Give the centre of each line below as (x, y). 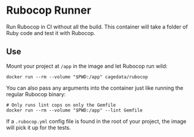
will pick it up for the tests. (39, 128)
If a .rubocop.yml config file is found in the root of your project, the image (96, 121)
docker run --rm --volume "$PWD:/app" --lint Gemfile (75, 110)
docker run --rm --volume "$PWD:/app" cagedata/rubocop (77, 77)
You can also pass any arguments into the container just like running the (95, 88)
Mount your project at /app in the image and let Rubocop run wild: (87, 66)
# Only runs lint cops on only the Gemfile (61, 105)
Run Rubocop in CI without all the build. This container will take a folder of (97, 27)
